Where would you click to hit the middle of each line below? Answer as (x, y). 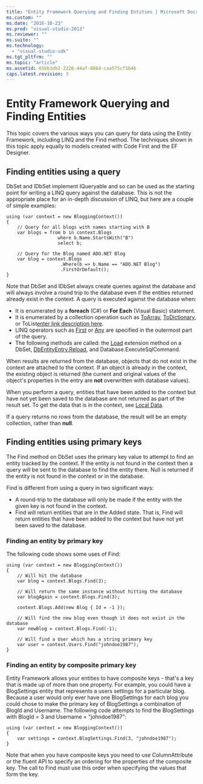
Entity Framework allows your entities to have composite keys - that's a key (100, 678)
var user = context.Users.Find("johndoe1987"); (78, 645)
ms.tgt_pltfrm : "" (29, 57)
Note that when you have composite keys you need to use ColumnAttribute (100, 755)
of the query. (31, 336)
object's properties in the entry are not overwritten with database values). (98, 380)
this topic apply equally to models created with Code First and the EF (92, 147)
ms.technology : (25, 46)
